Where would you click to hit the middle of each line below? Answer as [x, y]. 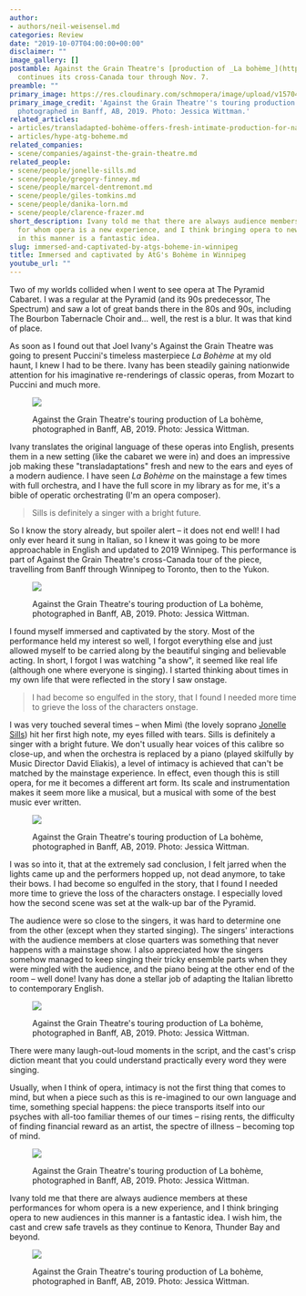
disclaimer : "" [38, 52]
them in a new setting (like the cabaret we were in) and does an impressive [150, 456]
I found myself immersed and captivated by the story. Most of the [132, 631]
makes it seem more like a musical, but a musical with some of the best [143, 792]
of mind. [25, 1136]
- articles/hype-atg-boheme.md [69, 137]
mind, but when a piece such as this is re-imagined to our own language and [153, 1097]
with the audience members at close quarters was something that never [144, 940]
